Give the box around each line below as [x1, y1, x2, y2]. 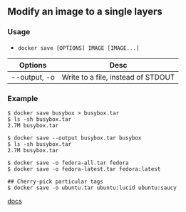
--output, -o [11, 72, 56, 82]
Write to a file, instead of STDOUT [61, 72, 175, 82]
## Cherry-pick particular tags [7, 178, 103, 185]
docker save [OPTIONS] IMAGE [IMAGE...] [17, 44, 140, 52]
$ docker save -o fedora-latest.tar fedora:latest [7, 165, 161, 173]
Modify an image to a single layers [7, 6, 162, 18]
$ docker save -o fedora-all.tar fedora [7, 159, 130, 166]
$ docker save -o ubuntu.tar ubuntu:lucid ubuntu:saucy [7, 184, 177, 191]
